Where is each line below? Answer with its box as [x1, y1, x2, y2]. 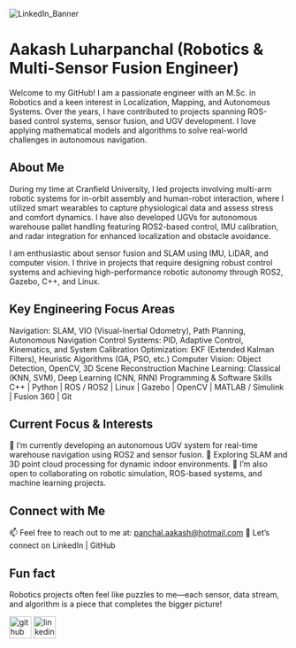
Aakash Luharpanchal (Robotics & [9, 40, 263, 59]
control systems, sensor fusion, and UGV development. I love [34, 115, 256, 126]
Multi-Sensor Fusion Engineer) [9, 58, 239, 79]
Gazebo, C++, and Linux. [9, 275, 100, 287]
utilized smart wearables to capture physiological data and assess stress [9, 202, 274, 212]
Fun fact [9, 566, 56, 581]
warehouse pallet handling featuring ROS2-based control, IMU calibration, [9, 221, 279, 232]
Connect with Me [9, 503, 106, 518]
